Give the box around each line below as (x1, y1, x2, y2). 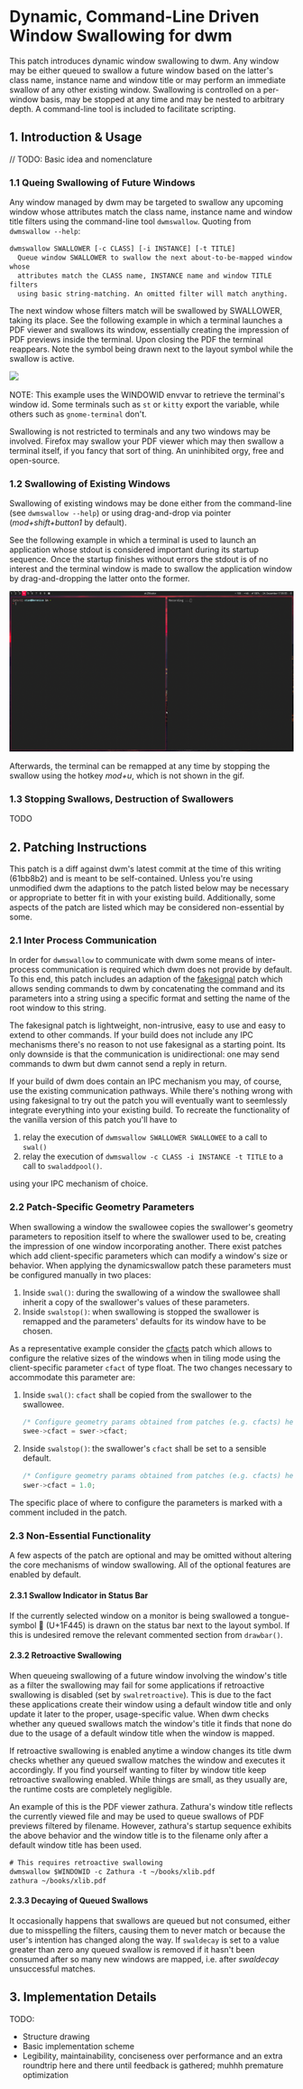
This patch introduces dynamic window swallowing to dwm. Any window (9, 55, 280, 66)
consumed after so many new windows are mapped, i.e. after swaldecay (9, 1953, 280, 1964)
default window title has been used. (9, 1840, 142, 1850)
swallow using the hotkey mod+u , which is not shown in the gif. (9, 770, 245, 781)
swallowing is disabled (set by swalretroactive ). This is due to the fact (9, 1689, 272, 1700)
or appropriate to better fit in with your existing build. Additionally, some (9, 892, 276, 903)
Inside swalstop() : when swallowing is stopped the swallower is (22, 1306, 260, 1317)
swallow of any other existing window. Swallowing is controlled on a (9, 84, 262, 95)
